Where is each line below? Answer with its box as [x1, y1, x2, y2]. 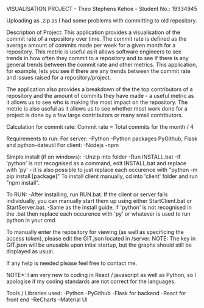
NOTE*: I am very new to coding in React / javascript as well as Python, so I [6, 272, 197, 278]
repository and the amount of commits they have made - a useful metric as [6, 92, 194, 99]
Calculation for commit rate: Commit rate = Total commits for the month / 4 [6, 123, 194, 130]
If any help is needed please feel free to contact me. [6, 259, 137, 267]
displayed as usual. [6, 248, 55, 255]
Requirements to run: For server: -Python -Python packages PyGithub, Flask [6, 135, 198, 142]
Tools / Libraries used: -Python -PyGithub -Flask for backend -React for [6, 290, 187, 296]
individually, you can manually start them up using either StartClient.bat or [6, 197, 192, 204]
